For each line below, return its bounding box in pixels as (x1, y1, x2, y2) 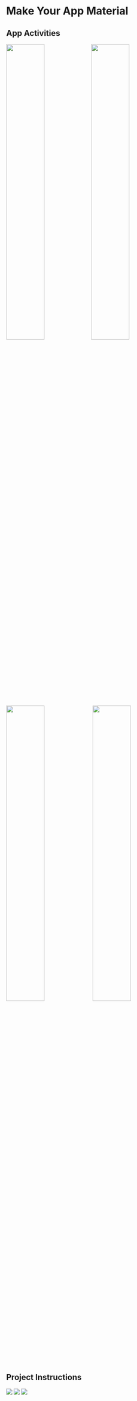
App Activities (6, 28, 60, 38)
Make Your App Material (6, 4, 129, 18)
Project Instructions (6, 1372, 82, 1382)
